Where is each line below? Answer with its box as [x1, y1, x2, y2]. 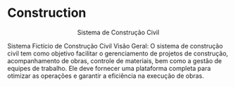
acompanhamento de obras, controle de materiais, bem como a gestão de [7, 56, 222, 65]
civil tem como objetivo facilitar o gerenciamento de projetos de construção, [7, 49, 229, 58]
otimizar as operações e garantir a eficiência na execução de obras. [7, 72, 205, 80]
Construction [7, 5, 87, 21]
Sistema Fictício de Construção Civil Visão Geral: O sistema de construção [7, 41, 223, 50]
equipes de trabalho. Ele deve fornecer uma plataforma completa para [7, 64, 211, 72]
